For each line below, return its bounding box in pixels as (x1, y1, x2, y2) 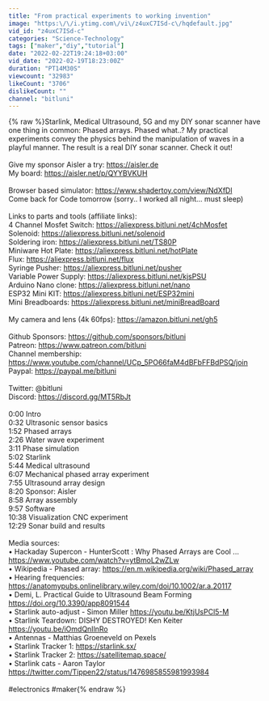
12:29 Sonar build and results (8, 521, 106, 531)
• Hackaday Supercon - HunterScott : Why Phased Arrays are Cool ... (8, 547, 240, 557)
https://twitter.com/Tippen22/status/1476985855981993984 (8, 667, 210, 677)
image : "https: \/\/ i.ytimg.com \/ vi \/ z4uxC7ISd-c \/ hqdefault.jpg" (8, 19, 233, 28)
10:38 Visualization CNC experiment (8, 512, 128, 522)
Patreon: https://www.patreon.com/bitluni (8, 341, 147, 350)
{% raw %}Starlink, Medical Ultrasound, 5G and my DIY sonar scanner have (8, 117, 261, 126)
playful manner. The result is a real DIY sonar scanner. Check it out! (8, 142, 233, 152)
